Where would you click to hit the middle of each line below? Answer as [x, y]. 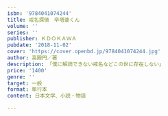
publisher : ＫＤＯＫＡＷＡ [42, 39]
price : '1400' [27, 70]
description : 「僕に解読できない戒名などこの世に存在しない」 [86, 64]
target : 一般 [25, 83]
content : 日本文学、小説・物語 [47, 96]
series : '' [23, 32]
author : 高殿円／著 [32, 58]
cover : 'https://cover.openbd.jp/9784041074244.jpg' [84, 52]
